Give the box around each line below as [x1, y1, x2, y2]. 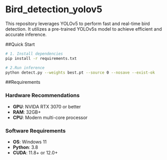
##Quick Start [5, 41, 35, 47]
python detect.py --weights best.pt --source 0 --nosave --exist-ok [5, 70, 155, 75]
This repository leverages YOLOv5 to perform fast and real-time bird [5, 20, 150, 27]
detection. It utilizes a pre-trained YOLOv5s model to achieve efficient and [5, 26, 162, 32]
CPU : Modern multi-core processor [12, 114, 88, 121]
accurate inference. [5, 31, 47, 37]
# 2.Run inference [5, 65, 45, 70]
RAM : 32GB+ [12, 109, 41, 115]
